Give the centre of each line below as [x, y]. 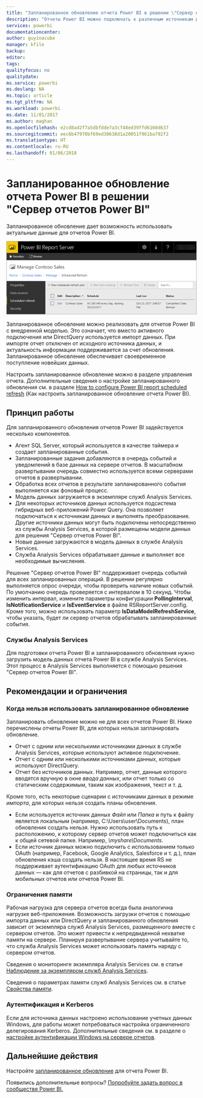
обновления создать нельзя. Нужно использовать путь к [89, 828]
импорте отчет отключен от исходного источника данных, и [84, 343]
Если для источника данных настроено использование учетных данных [99, 1018]
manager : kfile [25, 45]
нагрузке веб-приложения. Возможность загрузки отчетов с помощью [98, 914]
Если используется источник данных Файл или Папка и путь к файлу [104, 815]
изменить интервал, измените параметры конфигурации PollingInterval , [100, 599]
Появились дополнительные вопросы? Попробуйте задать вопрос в [95, 1082]
